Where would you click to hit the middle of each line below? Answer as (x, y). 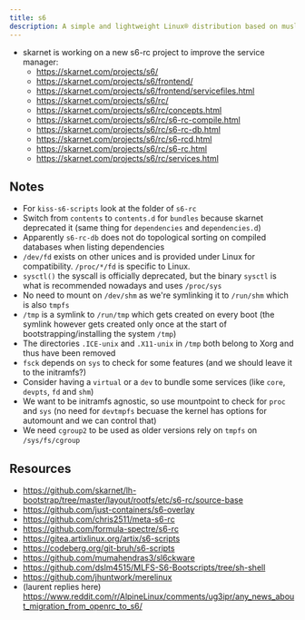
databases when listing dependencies (93, 247)
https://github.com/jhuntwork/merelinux (97, 577)
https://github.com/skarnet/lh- (79, 490)
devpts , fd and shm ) (58, 392)
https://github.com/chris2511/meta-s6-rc (98, 519)
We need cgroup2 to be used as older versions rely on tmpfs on (140, 430)
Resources (40, 468)
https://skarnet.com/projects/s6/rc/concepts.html (129, 110)
